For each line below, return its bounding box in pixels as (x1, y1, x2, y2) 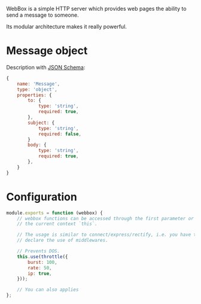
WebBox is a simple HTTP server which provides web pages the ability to (6, 5, 187, 12)
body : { (28, 142, 47, 148)
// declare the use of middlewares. (17, 238, 109, 244)
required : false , (38, 131, 82, 137)
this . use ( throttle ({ (17, 254, 68, 260)
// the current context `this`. (17, 221, 98, 227)
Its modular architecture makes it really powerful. (6, 23, 127, 30)
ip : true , (28, 270, 52, 276)
